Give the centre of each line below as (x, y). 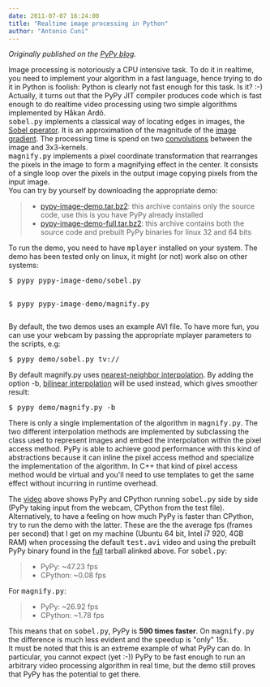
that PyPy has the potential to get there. (75, 674)
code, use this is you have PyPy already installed (122, 215)
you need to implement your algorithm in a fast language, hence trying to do (135, 79)
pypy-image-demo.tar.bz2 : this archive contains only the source (148, 206)
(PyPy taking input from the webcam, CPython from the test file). (117, 508)
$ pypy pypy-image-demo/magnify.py (79, 304)
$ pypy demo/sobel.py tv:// (64, 359)
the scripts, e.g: (34, 344)
